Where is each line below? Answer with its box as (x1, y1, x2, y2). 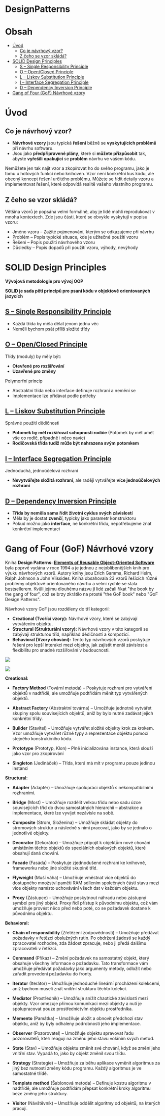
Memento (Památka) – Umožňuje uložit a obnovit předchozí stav (12, 1015, 143, 1021)
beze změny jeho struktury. (12, 1090, 68, 1096)
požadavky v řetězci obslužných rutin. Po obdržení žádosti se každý (12, 935, 151, 941)
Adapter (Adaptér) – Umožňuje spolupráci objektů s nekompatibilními (12, 784, 154, 790)
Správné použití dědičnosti (5, 420, 60, 426)
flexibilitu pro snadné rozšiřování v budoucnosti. (12, 647, 110, 653)
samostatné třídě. (12, 1070, 48, 1076)
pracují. (12, 1105, 28, 1111)
